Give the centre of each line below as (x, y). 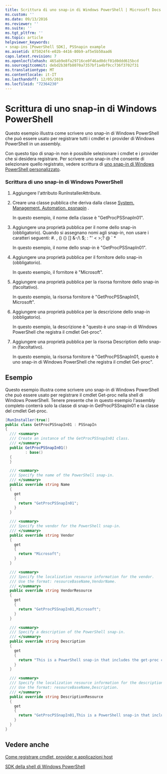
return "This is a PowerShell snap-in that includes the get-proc (88, 660)
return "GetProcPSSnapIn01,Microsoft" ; (59, 609)
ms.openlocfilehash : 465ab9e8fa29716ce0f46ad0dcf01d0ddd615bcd (72, 61)
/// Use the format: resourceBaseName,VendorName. (63, 581)
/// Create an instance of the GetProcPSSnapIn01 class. (70, 439)
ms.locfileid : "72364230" (32, 84)
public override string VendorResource (51, 591)
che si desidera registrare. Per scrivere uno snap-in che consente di (75, 159)
